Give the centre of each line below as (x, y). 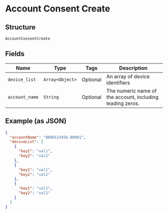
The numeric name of (131, 90)
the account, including (132, 97)
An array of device (128, 76)
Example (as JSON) (36, 121)
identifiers (118, 82)
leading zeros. (123, 103)
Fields (15, 54)
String (51, 97)
